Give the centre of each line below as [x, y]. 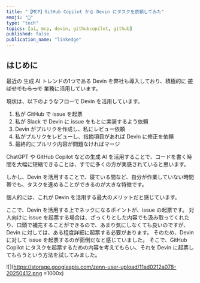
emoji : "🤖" [20, 17]
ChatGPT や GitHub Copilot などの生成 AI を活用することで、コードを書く [97, 156]
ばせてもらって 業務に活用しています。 [54, 88]
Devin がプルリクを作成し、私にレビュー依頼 [70, 129]
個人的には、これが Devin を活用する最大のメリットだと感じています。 [93, 197]
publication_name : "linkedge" [44, 40]
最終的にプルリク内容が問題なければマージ [67, 144]
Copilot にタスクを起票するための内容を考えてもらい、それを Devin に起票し [100, 247]
